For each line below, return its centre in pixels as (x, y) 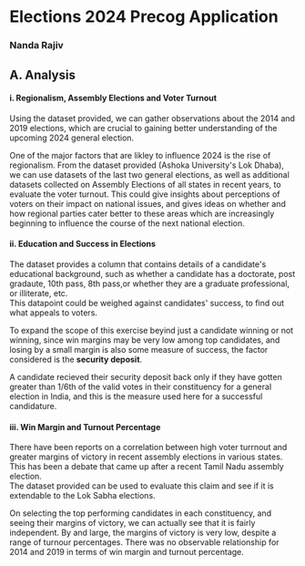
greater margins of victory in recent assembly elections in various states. (146, 457)
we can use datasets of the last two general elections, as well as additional (149, 174)
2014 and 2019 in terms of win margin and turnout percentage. (127, 552)
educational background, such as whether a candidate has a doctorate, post (152, 273)
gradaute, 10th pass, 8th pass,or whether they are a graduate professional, (149, 283)
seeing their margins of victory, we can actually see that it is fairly (132, 523)
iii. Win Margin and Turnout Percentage (85, 427)
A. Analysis (42, 75)
